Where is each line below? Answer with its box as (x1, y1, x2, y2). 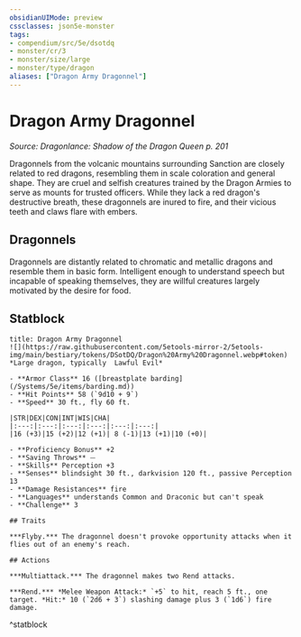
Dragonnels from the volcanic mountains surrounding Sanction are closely (9, 158, 286, 169)
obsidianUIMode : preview (9, 13, 103, 23)
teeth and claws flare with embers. (9, 206, 138, 217)
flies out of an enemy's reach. (9, 540, 131, 549)
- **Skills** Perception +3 (9, 461, 115, 470)
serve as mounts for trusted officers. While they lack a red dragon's (9, 187, 260, 198)
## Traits (9, 516, 47, 526)
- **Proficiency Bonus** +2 (9, 446, 115, 455)
